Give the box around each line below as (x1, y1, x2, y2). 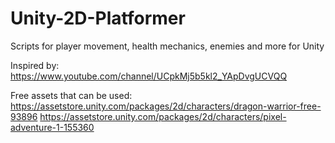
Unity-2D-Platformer (10, 7, 186, 30)
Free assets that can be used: (10, 89, 133, 101)
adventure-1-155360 (10, 121, 95, 133)
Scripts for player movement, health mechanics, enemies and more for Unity (10, 40, 325, 52)
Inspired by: (10, 59, 60, 71)
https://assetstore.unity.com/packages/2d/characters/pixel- (39, 110, 287, 122)
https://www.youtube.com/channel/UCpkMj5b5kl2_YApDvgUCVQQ (10, 70, 288, 82)
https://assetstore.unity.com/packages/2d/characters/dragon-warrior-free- (10, 100, 322, 112)
